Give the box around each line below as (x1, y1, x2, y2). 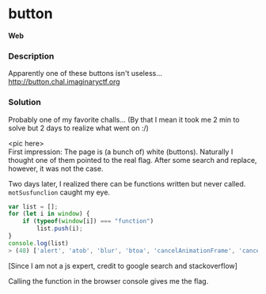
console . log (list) (8, 239, 69, 247)
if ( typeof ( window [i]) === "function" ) (22, 217, 154, 225)
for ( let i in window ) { (8, 210, 90, 218)
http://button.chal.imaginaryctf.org (8, 77, 120, 87)
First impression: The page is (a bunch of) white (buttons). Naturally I (8, 147, 234, 156)
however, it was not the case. (8, 164, 104, 173)
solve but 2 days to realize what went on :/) (8, 123, 149, 133)
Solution (8, 96, 42, 107)
